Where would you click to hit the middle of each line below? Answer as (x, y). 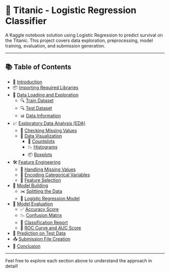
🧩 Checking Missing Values (49, 130)
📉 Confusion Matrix (41, 215)
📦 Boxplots (40, 154)
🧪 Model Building (30, 185)
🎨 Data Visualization (41, 135)
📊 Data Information (40, 115)
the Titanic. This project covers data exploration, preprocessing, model (79, 40)
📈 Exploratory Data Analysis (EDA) (49, 123)
